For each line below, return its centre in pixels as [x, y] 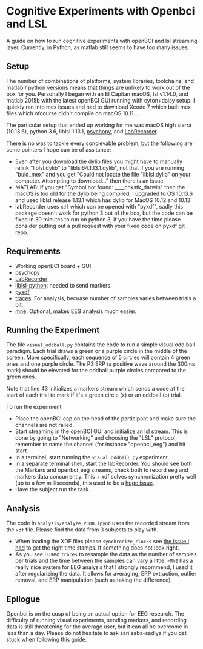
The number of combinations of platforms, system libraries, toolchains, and [100, 81]
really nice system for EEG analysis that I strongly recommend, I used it [104, 567]
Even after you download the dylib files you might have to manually [99, 161]
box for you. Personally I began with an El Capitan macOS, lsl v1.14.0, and [98, 94]
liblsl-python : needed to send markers [63, 285]
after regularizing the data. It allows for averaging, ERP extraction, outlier [106, 574]
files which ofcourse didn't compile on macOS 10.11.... [73, 113]
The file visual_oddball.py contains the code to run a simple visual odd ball [101, 345]
